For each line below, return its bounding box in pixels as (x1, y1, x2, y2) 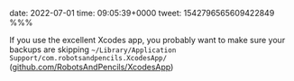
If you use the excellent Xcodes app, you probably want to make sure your (9, 35, 286, 45)
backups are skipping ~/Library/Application (9, 44, 177, 55)
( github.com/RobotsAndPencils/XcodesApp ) (9, 62, 174, 72)
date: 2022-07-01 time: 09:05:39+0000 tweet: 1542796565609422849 (9, 8, 275, 18)
